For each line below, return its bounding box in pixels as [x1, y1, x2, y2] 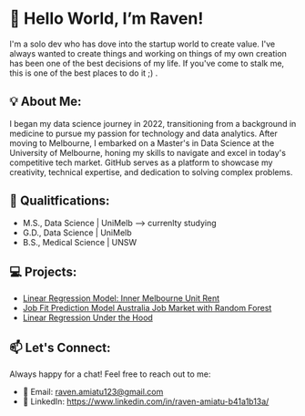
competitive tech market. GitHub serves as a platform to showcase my [9, 157, 273, 168]
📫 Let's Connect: [9, 339, 111, 355]
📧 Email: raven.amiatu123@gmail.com [22, 387, 164, 398]
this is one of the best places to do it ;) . [9, 68, 158, 78]
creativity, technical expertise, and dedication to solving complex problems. [9, 166, 293, 177]
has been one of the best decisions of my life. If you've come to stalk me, [9, 57, 285, 68]
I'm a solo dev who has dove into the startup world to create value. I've [9, 38, 276, 49]
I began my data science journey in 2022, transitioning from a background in [9, 118, 297, 129]
